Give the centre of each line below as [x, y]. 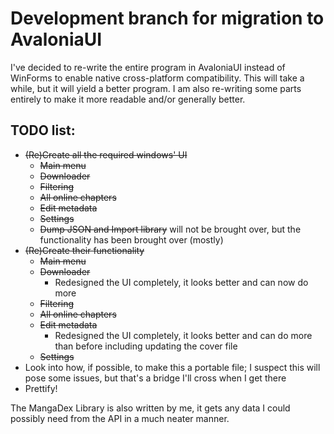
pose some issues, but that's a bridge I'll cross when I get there [155, 378]
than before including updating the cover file [146, 346]
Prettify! [41, 388]
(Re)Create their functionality [84, 250]
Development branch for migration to [167, 18]
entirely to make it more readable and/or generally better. [128, 99]
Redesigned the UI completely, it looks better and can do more [183, 335]
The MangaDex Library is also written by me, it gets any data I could [150, 408]
